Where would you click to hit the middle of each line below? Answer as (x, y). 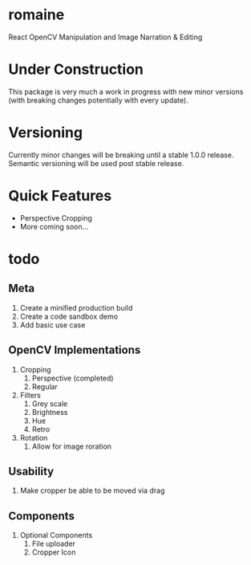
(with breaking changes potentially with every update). (98, 100)
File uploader (54, 544)
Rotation (34, 437)
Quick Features (60, 196)
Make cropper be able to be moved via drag (92, 490)
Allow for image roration (72, 446)
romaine (36, 15)
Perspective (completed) (73, 378)
